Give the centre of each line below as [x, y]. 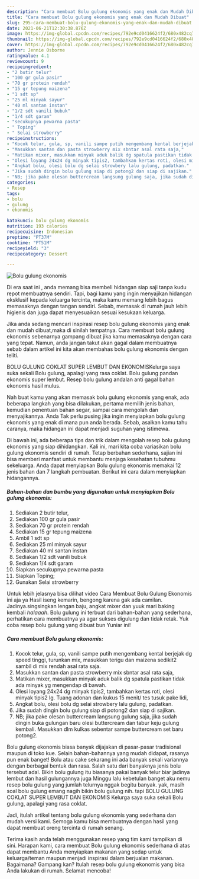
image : [15, 34]
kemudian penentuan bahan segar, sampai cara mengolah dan [83, 410]
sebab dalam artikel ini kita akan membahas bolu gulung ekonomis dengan [97, 349]
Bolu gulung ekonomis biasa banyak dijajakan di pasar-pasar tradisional [94, 747]
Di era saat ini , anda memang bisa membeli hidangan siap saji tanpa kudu [97, 287]
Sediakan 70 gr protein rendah [52, 526]
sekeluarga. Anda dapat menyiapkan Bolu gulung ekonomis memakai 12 [94, 465]
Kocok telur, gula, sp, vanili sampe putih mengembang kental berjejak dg [104, 654]
